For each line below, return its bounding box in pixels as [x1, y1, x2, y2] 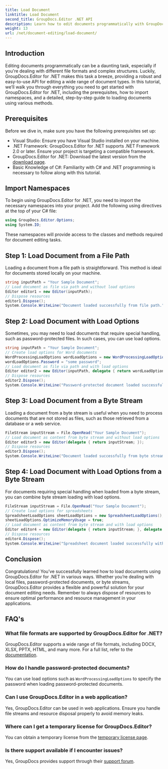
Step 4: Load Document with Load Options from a [5, 467, 162, 476]
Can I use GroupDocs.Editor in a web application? [5, 694, 127, 701]
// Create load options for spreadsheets [5, 508, 93, 514]
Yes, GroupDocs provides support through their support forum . [5, 758, 135, 764]
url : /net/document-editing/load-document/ [5, 31, 97, 36]
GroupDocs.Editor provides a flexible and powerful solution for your [5, 584, 144, 590]
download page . [12, 159, 46, 165]
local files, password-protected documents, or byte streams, [5, 579, 130, 585]
